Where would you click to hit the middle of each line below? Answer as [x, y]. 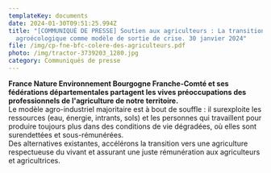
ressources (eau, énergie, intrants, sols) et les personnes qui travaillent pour [135, 117]
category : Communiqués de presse [65, 61]
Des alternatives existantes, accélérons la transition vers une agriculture [128, 143]
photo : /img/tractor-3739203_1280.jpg [73, 53]
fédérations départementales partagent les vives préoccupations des [127, 92]
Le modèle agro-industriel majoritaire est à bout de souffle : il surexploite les [135, 109]
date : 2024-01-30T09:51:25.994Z [63, 23]
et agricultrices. [34, 160]
